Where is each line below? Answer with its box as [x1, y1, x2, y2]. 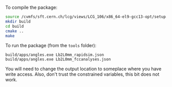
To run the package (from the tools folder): [5, 42, 97, 49]
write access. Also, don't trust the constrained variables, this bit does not [5, 71, 160, 77]
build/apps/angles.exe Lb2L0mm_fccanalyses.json [5, 57, 111, 62]
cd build [5, 24, 24, 29]
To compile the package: [5, 5, 58, 10]
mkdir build [5, 19, 31, 24]
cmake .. [5, 28, 24, 34]
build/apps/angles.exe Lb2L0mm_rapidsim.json [5, 52, 104, 58]
